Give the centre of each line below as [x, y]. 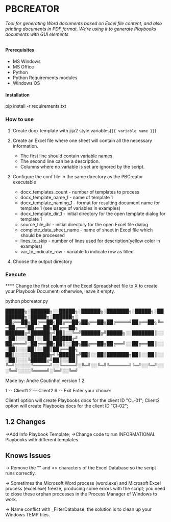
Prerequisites [20, 50]
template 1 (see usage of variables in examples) [70, 208]
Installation [17, 94]
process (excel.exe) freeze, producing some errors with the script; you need [86, 489]
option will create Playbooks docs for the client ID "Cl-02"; [67, 406]
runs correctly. [21, 473]
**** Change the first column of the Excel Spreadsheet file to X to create [81, 286]
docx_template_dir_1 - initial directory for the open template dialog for [93, 213]
